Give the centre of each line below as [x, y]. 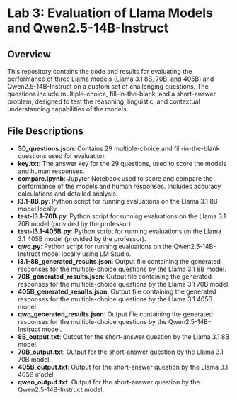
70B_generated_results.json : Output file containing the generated [115, 276]
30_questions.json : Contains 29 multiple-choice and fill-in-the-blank [118, 148]
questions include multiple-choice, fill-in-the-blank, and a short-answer [112, 94]
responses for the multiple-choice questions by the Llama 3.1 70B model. [123, 284]
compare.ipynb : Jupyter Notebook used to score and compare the [115, 178]
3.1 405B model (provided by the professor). [82, 238]
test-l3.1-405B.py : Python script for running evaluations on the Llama [119, 231]
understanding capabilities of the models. [68, 109]
